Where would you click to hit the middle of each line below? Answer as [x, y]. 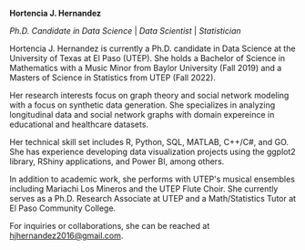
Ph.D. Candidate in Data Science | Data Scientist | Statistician [125, 31]
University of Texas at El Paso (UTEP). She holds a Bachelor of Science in [147, 58]
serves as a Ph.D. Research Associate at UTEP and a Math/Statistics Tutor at [153, 198]
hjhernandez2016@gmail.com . [66, 235]
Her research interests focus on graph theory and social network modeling [149, 95]
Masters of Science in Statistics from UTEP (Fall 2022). [113, 78]
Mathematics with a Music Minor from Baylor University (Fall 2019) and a [146, 68]
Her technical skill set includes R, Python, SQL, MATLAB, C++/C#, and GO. [149, 142]
